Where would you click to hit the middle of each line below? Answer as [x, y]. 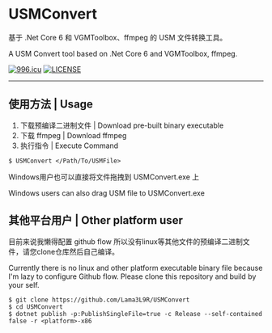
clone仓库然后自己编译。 [78, 251]
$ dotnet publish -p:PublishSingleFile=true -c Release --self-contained [136, 314]
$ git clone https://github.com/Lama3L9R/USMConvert [99, 300]
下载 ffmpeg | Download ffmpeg [73, 135]
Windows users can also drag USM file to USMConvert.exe [106, 193]
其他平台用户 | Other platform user [96, 220]
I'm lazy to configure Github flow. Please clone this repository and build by [132, 276]
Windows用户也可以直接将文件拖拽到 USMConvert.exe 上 [104, 177]
